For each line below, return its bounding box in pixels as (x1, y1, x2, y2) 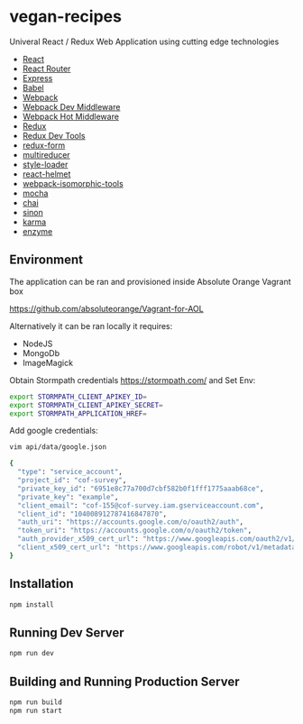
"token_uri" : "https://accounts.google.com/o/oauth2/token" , (17, 526, 252, 536)
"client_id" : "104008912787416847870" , (17, 509, 168, 518)
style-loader (22, 159, 69, 170)
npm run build (9, 697, 63, 707)
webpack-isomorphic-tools (22, 178, 124, 188)
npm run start (9, 706, 63, 715)
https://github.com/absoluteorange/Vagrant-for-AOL (9, 303, 205, 314)
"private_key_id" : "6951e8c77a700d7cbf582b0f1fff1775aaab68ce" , (17, 484, 264, 493)
